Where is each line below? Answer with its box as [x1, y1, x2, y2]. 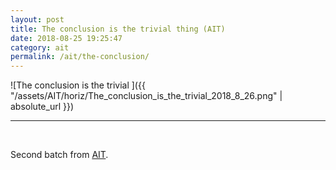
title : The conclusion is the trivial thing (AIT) [10, 24, 226, 34]
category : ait [10, 42, 70, 53]
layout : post [10, 14, 65, 25]
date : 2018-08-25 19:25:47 [10, 33, 123, 43]
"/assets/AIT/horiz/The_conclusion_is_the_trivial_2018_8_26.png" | [10, 90, 283, 102]
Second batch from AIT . [10, 149, 109, 161]
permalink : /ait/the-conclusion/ [10, 52, 150, 62]
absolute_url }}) [10, 101, 75, 113]
